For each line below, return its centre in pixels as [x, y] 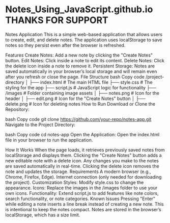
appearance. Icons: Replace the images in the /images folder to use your [81, 188]
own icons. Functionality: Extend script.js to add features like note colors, [82, 193]
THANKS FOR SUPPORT [57, 20]
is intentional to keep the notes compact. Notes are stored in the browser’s [83, 209]
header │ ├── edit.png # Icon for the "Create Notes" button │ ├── [76, 98]
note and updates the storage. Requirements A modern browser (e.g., [78, 171]
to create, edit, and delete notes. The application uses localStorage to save [84, 40]
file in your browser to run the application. [49, 140]
